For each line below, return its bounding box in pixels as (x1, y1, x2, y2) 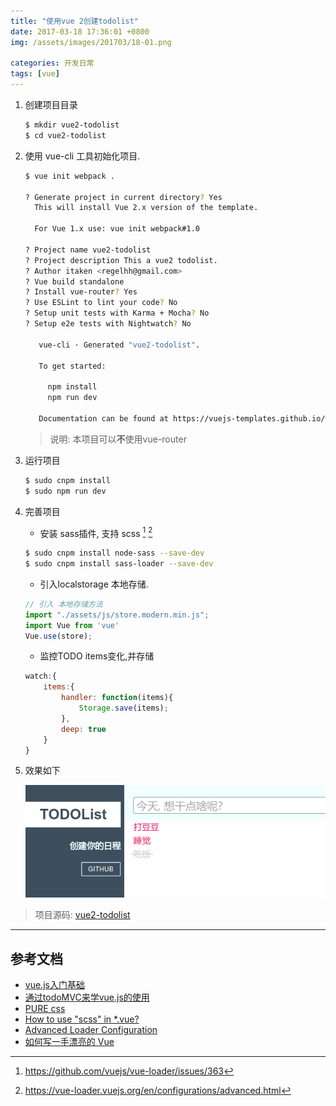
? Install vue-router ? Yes (24, 287, 138, 297)
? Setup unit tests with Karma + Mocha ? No (24, 308, 210, 319)
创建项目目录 (24, 99, 78, 110)
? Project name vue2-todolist (24, 245, 152, 255)
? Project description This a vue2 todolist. (24, 255, 218, 265)
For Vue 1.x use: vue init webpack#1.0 (34, 224, 201, 234)
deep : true (61, 724, 107, 734)
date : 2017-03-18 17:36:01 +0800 (10, 26, 150, 37)
